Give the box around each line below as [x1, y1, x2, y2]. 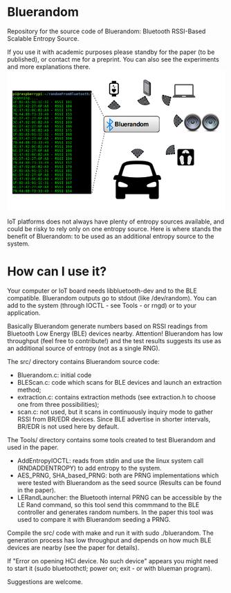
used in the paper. [7, 443, 59, 451]
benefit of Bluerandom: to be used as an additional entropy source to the [7, 232, 214, 240]
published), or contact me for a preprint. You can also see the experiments [7, 55, 219, 63]
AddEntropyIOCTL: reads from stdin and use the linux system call [17, 456, 204, 464]
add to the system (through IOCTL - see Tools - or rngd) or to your [7, 301, 197, 309]
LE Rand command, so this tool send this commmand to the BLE [17, 500, 200, 509]
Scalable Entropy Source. [7, 34, 80, 42]
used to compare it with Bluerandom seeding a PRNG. [17, 515, 171, 523]
